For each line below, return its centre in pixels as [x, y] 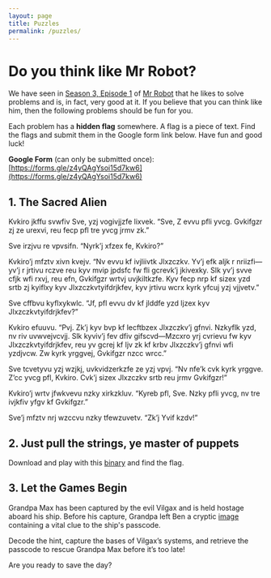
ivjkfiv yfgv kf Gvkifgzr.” [49, 402]
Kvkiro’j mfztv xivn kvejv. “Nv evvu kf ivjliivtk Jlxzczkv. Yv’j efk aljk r [122, 262]
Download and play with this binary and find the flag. [96, 462]
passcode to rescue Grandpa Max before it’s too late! [97, 549]
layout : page [30, 16]
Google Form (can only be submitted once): [82, 160]
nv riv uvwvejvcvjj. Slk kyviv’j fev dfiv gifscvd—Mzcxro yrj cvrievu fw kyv [130, 336]
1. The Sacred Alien [58, 202]
